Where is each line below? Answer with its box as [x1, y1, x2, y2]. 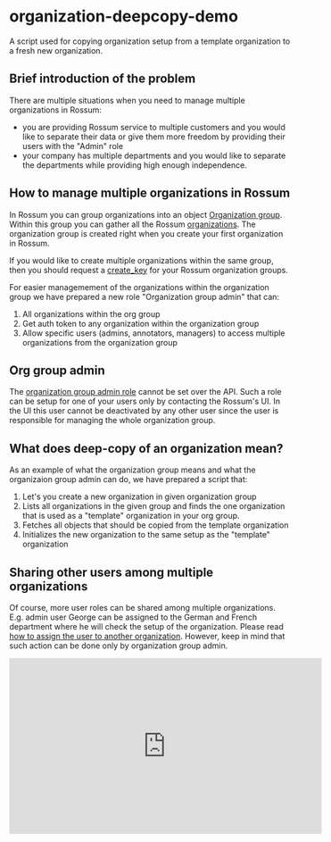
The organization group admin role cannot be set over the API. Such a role [9, 387, 282, 397]
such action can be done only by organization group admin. [9, 640, 228, 651]
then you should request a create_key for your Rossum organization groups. [9, 264, 288, 275]
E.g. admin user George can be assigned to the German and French [9, 612, 257, 622]
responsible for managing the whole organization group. [9, 415, 216, 426]
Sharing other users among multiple [9, 564, 214, 579]
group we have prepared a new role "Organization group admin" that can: [9, 291, 279, 302]
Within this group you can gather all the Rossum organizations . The [9, 219, 256, 229]
